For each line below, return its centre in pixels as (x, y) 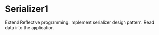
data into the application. (30, 27)
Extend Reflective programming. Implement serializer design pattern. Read (80, 22)
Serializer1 (27, 9)
